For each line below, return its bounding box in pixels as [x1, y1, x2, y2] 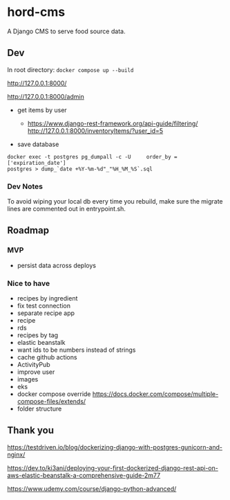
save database [17, 140, 59, 148]
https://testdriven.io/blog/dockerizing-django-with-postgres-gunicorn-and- [7, 443, 223, 451]
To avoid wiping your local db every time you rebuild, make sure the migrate [7, 197, 223, 206]
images [17, 375, 39, 384]
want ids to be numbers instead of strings [17, 346, 136, 354]
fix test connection [17, 302, 71, 310]
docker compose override [17, 390, 91, 398]
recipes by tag [17, 331, 59, 339]
